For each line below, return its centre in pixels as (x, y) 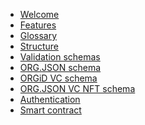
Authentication (50, 99)
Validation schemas (60, 57)
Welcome (39, 14)
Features (38, 25)
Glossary (38, 35)
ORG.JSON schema (60, 67)
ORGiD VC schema (58, 78)
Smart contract (50, 110)
